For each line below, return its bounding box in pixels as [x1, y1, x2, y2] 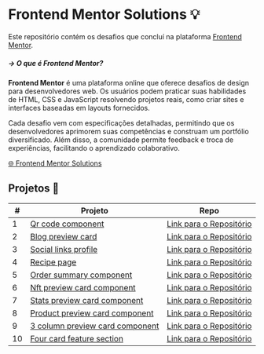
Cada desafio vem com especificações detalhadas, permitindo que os [8, 118, 235, 127]
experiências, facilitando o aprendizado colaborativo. [8, 143, 181, 152]
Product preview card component [30, 308, 154, 319]
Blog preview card [30, 231, 97, 242]
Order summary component [30, 269, 133, 280]
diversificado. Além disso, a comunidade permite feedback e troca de [8, 135, 234, 144]
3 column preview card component [30, 320, 159, 331]
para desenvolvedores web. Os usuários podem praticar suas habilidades [8, 86, 247, 96]
